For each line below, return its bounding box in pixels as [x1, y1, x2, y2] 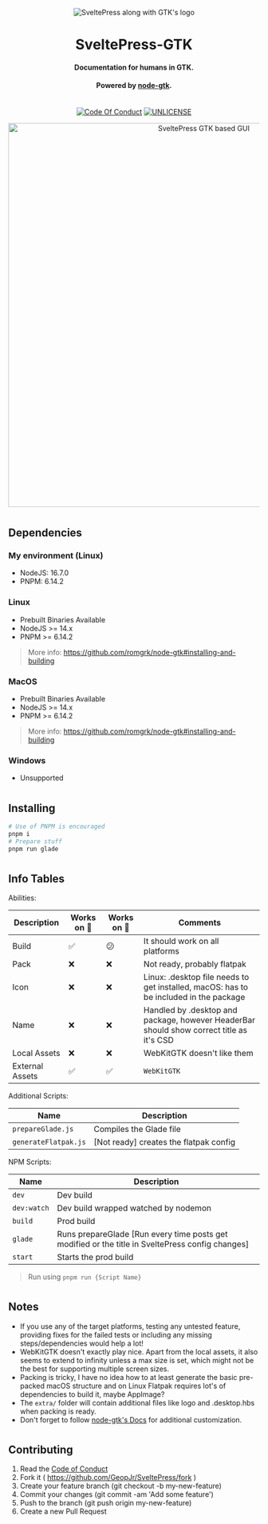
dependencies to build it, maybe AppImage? [19, 1389, 165, 1399]
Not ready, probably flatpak [143, 958, 247, 970]
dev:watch [12, 1204, 49, 1213]
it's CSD [143, 1034, 174, 1046]
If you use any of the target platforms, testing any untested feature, [19, 1321, 241, 1331]
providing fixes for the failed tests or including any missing [19, 1330, 213, 1339]
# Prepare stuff [8, 837, 62, 846]
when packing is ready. [19, 1406, 97, 1416]
